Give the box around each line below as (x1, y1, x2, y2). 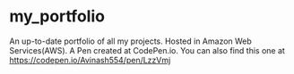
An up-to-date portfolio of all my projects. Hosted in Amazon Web (9, 36, 253, 46)
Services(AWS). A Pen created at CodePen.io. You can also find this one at (9, 45, 285, 55)
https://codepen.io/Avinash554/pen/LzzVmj (9, 54, 171, 65)
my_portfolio (9, 6, 106, 27)
